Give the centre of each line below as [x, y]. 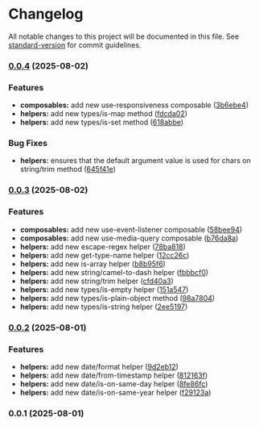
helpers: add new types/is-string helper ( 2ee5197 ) [104, 307]
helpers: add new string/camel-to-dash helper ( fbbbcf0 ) [114, 272]
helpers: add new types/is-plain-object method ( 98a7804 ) [117, 298]
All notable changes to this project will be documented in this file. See [124, 36]
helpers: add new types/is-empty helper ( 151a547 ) [104, 289]
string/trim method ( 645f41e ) [68, 169]
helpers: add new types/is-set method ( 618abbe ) [102, 123]
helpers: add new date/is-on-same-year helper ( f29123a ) [115, 392]
